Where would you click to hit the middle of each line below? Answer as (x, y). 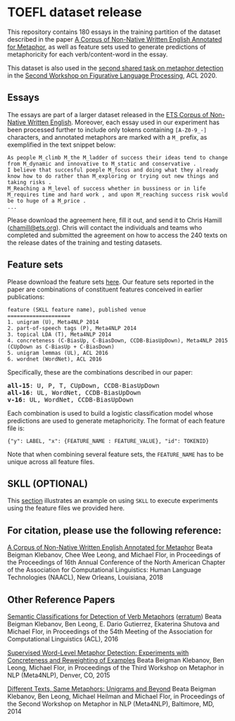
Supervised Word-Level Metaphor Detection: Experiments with (98, 653)
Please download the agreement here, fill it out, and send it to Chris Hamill (115, 220)
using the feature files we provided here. (66, 508)
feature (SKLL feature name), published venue (77, 310)
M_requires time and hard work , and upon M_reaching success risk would (118, 195)
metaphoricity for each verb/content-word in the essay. (88, 54)
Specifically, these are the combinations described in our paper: (100, 372)
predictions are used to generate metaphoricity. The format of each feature (116, 420)
